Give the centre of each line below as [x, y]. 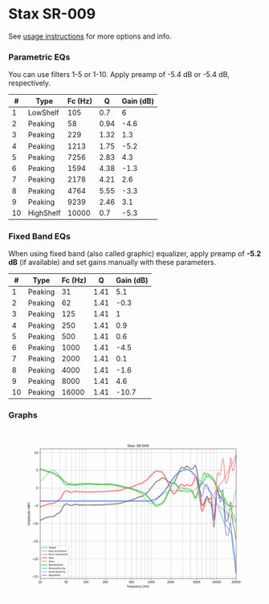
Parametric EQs [39, 57]
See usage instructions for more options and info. [90, 36]
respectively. [29, 83]
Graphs [23, 415]
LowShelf [43, 112]
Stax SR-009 [52, 14]
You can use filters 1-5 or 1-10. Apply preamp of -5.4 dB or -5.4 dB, [119, 75]
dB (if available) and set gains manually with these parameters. [112, 263]
